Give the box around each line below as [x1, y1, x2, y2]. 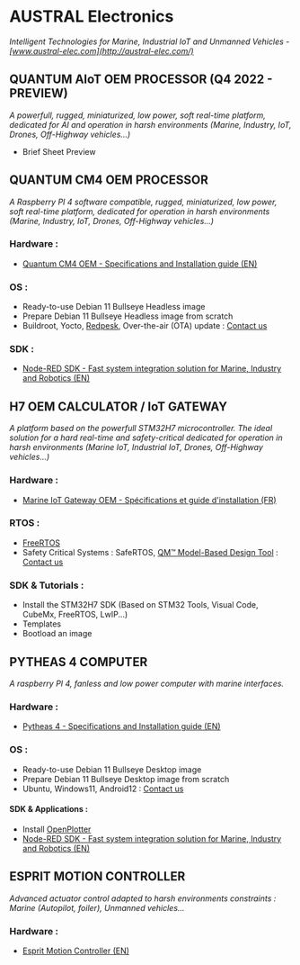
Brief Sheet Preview [22, 146, 96, 157]
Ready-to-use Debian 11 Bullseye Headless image [22, 302, 206, 312]
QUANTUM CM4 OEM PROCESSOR [9, 173, 208, 188]
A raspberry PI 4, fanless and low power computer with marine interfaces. [9, 678, 285, 689]
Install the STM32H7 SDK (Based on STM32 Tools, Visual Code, [22, 600, 259, 610]
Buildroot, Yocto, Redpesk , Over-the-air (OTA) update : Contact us [22, 320, 268, 331]
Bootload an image [22, 628, 93, 639]
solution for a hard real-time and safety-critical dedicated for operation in [9, 432, 283, 443]
